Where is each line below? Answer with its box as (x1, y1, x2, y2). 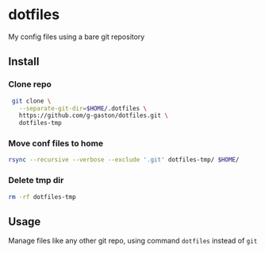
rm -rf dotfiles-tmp (8, 193, 77, 200)
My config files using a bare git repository (8, 32, 145, 41)
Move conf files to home (8, 138, 104, 149)
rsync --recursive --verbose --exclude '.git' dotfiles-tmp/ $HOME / (8, 156, 240, 164)
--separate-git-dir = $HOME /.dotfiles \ (18, 104, 148, 112)
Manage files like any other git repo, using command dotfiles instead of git (8, 236, 258, 246)
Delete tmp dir (8, 175, 64, 186)
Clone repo (8, 79, 52, 90)
